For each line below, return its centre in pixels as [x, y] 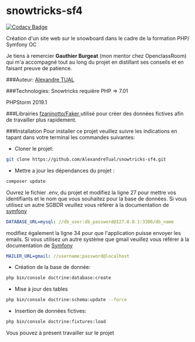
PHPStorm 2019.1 [27, 102]
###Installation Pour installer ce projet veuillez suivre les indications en [92, 131]
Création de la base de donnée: [52, 267]
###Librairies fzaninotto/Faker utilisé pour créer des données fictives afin [95, 113]
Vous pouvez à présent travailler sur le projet [60, 333]
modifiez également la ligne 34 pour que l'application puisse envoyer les [94, 233]
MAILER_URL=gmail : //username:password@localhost [68, 256]
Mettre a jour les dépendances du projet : [64, 170]
